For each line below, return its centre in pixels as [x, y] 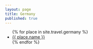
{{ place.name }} [28, 37]
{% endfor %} [26, 42]
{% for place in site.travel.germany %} [50, 32]
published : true [21, 18]
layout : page [18, 9]
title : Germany [20, 14]
